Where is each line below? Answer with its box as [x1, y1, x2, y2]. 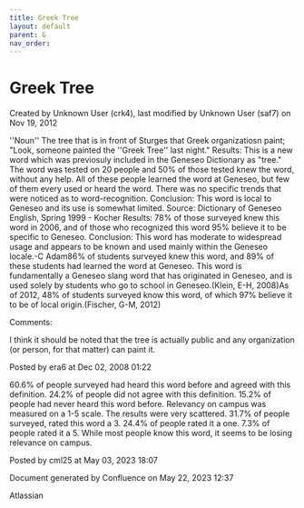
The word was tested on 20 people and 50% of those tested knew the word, [9, 164, 295, 175]
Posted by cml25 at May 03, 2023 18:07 [9, 455, 159, 466]
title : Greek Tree [9, 13, 79, 23]
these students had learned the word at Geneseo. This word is [9, 261, 242, 272]
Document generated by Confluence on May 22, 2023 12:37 [9, 473, 234, 483]
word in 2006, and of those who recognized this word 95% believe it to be [9, 222, 288, 233]
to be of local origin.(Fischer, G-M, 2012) [9, 299, 162, 310]
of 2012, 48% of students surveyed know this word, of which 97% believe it [9, 290, 293, 301]
